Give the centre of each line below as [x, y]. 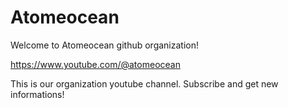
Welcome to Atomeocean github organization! [104, 45]
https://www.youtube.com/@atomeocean [95, 64]
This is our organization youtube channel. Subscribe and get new [144, 83]
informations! [37, 94]
